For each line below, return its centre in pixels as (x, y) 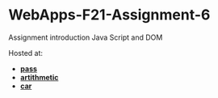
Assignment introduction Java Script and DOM (86, 37)
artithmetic (39, 77)
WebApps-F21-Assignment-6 (109, 15)
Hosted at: (25, 53)
